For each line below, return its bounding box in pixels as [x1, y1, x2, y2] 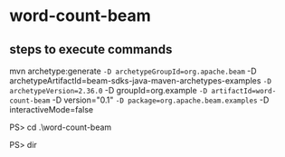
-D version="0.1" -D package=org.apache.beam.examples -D [52, 94, 270, 105]
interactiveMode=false [9, 104, 93, 114]
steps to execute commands [9, 42, 173, 57]
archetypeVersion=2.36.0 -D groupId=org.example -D [9, 85, 208, 95]
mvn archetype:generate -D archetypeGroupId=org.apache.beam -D [9, 65, 257, 76]
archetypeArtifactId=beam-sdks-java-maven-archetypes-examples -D [9, 75, 271, 86]
